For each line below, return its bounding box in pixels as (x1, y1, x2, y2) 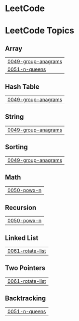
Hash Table (5, 82, 39, 91)
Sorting (5, 143, 28, 151)
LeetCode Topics (5, 25, 75, 36)
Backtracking (5, 294, 46, 303)
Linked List (5, 234, 39, 242)
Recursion (5, 203, 37, 211)
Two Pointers (5, 264, 46, 272)
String (5, 112, 24, 121)
